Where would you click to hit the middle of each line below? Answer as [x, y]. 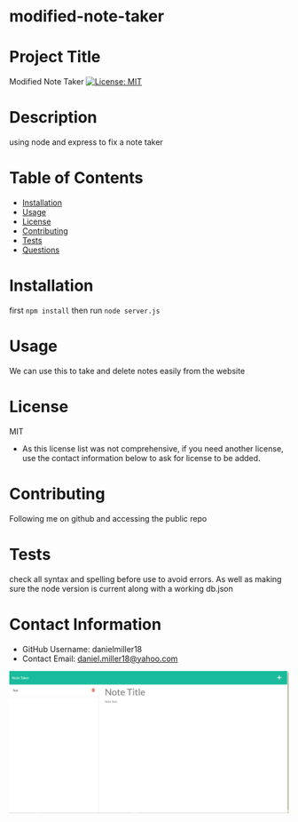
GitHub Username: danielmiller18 [82, 649]
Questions [41, 250]
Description [53, 118]
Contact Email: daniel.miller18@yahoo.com [100, 658]
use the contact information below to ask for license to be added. [141, 458]
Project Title [55, 57]
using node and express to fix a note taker [86, 142]
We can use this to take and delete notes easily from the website [127, 371]
